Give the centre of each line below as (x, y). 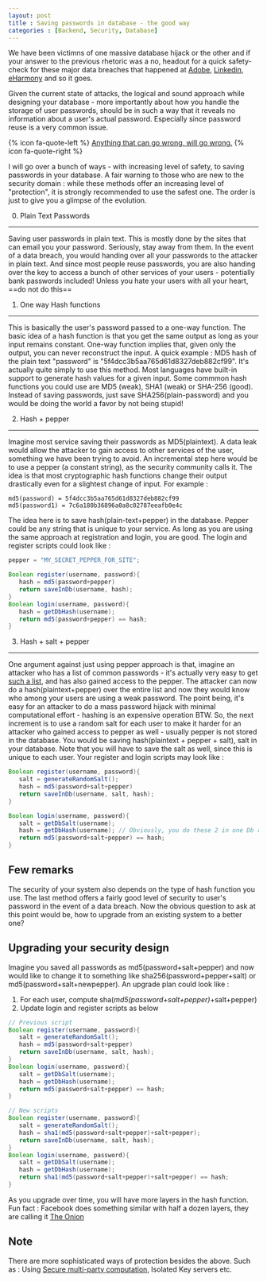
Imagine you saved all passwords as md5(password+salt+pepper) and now (131, 967)
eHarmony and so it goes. (50, 78)
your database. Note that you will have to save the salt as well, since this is (130, 749)
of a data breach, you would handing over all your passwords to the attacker (133, 256)
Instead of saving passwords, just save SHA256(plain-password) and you (128, 395)
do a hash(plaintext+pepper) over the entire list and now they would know (129, 690)
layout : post (30, 15)
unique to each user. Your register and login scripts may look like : (116, 757)
